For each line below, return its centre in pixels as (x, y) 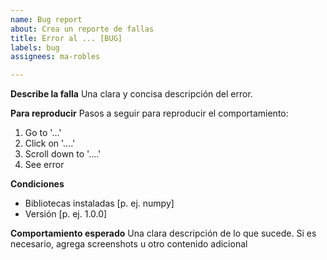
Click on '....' (50, 143)
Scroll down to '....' (63, 154)
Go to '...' (43, 133)
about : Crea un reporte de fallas (82, 29)
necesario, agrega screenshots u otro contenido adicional (129, 244)
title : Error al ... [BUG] (66, 38)
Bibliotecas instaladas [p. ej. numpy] (99, 203)
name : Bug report (46, 19)
